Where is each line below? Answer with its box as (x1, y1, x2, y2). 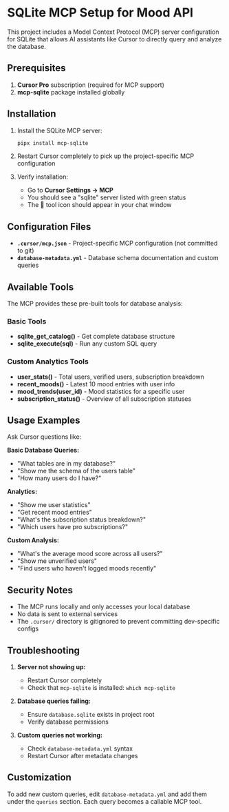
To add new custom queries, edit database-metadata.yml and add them (7, 790, 208, 798)
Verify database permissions (27, 717, 109, 726)
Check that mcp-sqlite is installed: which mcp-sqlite (27, 684, 175, 692)
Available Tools (7, 281, 74, 293)
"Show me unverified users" (17, 557, 98, 565)
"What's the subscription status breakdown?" (17, 515, 146, 524)
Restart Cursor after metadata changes (27, 752, 138, 760)
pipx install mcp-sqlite (17, 139, 89, 146)
